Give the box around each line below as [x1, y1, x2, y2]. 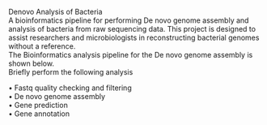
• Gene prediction [8, 101, 69, 110]
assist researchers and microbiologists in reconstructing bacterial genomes [8, 32, 260, 42]
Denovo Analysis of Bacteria [8, 7, 103, 16]
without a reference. [8, 41, 76, 51]
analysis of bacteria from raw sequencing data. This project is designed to [8, 24, 256, 33]
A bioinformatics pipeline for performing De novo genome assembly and [8, 15, 249, 25]
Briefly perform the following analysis [8, 67, 133, 76]
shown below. [8, 58, 55, 68]
